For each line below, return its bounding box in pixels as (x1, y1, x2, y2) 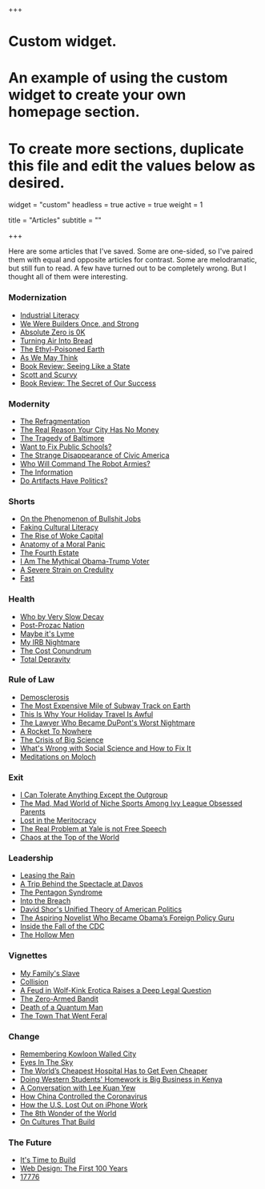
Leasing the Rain (19, 871, 75, 880)
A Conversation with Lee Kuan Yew (19, 1083, 136, 1092)
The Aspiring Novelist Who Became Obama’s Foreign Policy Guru (19, 913, 235, 923)
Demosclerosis (19, 692, 70, 702)
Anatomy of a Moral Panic (19, 539, 106, 549)
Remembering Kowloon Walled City (19, 1049, 137, 1059)
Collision (19, 977, 50, 987)
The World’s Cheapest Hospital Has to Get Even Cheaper (19, 1066, 208, 1075)
